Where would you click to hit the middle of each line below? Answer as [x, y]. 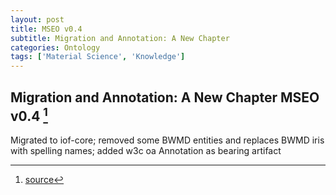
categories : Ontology [55, 47]
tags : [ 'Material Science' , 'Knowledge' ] [98, 57]
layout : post [37, 19]
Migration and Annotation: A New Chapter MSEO [165, 97]
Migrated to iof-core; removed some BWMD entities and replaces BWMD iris [167, 140]
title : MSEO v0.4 [46, 29]
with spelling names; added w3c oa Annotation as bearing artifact [146, 150]
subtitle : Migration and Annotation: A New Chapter [120, 38]
